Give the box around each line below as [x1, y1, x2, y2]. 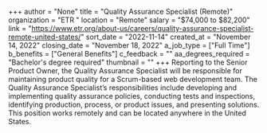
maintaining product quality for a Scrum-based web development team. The [8, 75, 257, 84]
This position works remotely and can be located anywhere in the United [8, 108, 247, 118]
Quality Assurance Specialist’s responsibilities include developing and [8, 83, 238, 92]
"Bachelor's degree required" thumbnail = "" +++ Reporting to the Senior [8, 57, 248, 67]
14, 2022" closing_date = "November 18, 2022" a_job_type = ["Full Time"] [8, 41, 250, 50]
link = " [8, 24, 32, 33]
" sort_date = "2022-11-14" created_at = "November [80, 32, 251, 41]
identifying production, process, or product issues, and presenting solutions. [8, 100, 260, 109]
